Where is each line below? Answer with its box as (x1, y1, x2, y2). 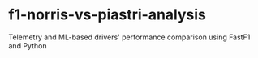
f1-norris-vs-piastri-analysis (8, 6, 207, 24)
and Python (8, 40, 47, 50)
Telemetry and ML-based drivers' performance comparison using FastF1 (8, 32, 251, 42)
